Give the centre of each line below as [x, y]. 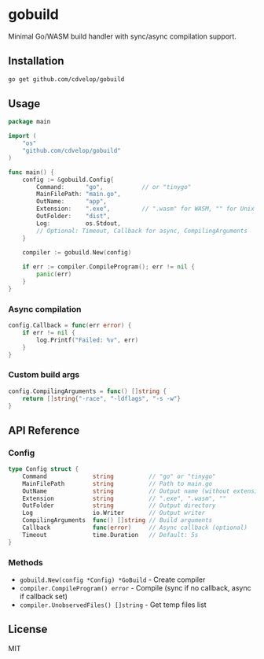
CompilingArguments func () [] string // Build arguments [117, 520]
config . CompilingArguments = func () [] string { [88, 391]
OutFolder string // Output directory [119, 505]
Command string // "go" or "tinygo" [119, 476]
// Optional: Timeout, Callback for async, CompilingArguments [142, 231]
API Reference [44, 430]
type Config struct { [44, 469]
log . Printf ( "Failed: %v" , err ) [88, 340]
